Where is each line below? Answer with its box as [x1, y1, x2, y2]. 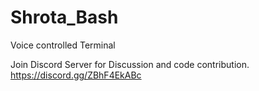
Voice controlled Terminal [10, 39, 116, 51]
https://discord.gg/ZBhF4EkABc [10, 69, 142, 81]
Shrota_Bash [10, 6, 119, 29]
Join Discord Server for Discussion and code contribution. [10, 58, 250, 70]
